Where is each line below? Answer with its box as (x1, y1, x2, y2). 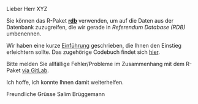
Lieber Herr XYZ (6, 6, 48, 12)
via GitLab (21, 67, 48, 74)
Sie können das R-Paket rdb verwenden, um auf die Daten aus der (6, 17, 173, 24)
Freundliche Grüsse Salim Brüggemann (6, 91, 105, 97)
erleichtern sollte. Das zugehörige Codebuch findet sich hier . (6, 48, 161, 56)
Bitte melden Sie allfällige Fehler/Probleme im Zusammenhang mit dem (6, 61, 185, 67)
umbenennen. (6, 30, 42, 37)
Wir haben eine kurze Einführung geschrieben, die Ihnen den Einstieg (6, 42, 182, 49)
